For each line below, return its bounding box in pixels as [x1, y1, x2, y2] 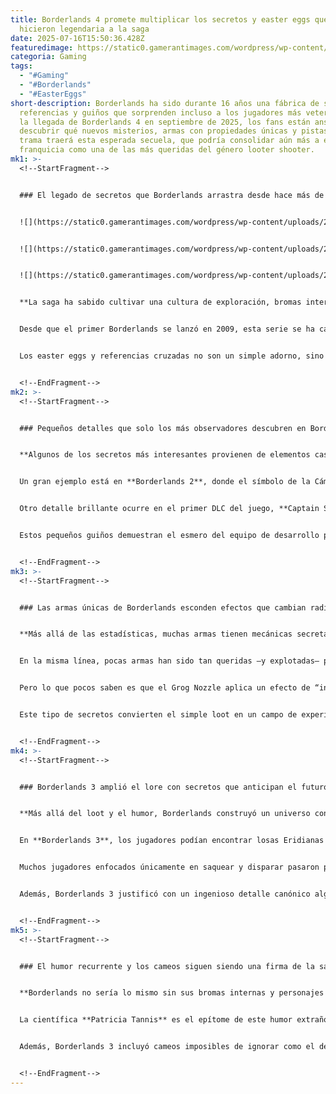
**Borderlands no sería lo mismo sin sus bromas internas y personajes [19, 988, 325, 998]
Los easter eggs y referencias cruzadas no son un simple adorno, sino [19, 351, 325, 361]
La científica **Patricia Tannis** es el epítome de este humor [19, 1015, 293, 1025]
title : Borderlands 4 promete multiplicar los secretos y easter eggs [10, 14, 311, 25]
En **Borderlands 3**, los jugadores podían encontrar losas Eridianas [19, 836, 325, 846]
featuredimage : [10, 42, 74, 53]
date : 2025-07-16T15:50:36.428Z [10, 33, 145, 43]
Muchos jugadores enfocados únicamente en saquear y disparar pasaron [19, 862, 320, 873]
